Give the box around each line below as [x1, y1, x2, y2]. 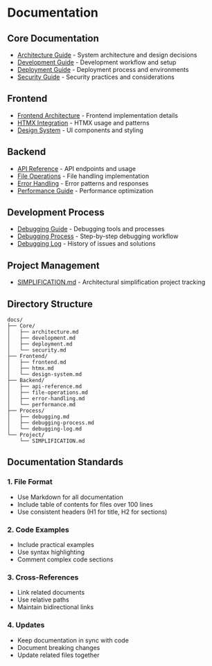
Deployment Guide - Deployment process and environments [17, 66, 189, 73]
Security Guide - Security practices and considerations [17, 73, 175, 81]
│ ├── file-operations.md [7, 389, 89, 396]
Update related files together [17, 651, 100, 659]
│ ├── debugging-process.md [7, 420, 95, 426]
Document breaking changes [17, 643, 100, 651]
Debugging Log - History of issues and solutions [17, 240, 156, 248]
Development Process [7, 206, 105, 219]
